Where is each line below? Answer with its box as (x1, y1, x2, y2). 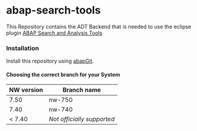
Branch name (62, 86, 101, 94)
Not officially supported (49, 115, 115, 123)
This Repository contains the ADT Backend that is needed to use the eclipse (6, 23, 192, 30)
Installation (6, 44, 40, 52)
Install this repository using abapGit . (6, 57, 94, 65)
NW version (9, 86, 43, 94)
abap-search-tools (6, 4, 101, 17)
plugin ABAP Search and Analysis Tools (6, 29, 102, 36)
